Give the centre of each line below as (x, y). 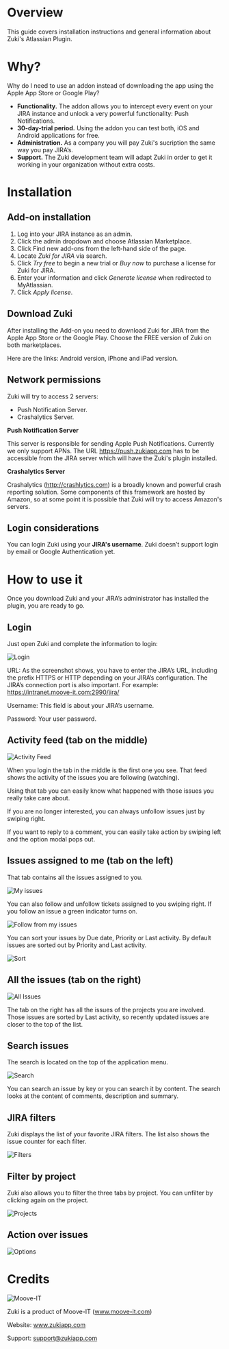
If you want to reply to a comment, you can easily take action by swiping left (114, 832)
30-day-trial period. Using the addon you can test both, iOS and (108, 128)
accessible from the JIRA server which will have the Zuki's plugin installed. (112, 458)
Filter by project (42, 1177)
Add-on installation (49, 217)
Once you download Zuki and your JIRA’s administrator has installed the (108, 599)
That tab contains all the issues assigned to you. (75, 877)
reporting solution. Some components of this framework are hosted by (106, 492)
